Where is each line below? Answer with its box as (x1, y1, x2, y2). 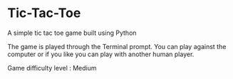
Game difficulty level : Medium (7, 63, 98, 72)
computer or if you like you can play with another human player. (7, 50, 195, 58)
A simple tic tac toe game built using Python (7, 28, 137, 37)
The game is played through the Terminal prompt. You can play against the (7, 42, 227, 51)
